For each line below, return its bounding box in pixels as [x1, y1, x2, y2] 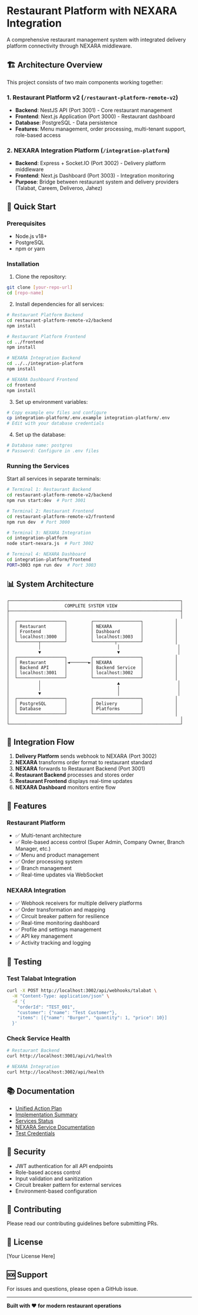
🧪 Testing [6, 956, 42, 966]
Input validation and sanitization [15, 1175, 93, 1182]
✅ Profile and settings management [15, 926, 102, 933]
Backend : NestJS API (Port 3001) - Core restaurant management [15, 107, 173, 114]
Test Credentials [15, 1130, 55, 1137]
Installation [6, 260, 40, 268]
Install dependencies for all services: [15, 301, 105, 308]
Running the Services [6, 461, 70, 470]
